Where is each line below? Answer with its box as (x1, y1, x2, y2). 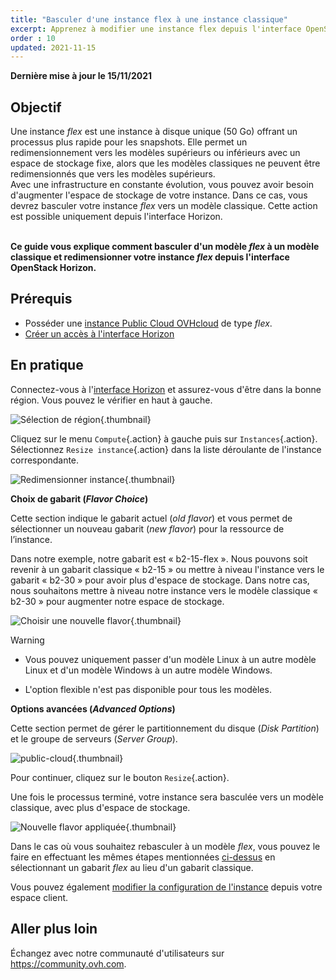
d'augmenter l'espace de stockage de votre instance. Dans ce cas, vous (10, 189, 308, 201)
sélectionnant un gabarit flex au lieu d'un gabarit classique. (10, 861, 254, 873)
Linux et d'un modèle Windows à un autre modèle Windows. (24, 664, 273, 676)
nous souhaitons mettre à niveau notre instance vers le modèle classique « (10, 584, 319, 596)
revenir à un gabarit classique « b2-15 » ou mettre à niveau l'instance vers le (10, 563, 325, 575)
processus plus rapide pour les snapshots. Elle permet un (10, 136, 248, 148)
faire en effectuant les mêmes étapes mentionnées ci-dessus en (10, 851, 276, 863)
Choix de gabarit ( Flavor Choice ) (10, 492, 149, 505)
